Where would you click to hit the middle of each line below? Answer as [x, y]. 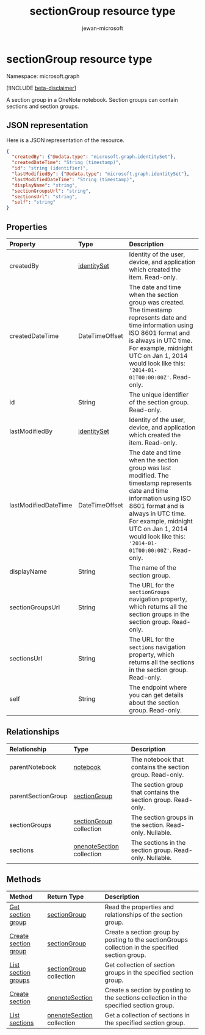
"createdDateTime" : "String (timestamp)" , [67, 163]
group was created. [157, 302]
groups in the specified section [149, 972]
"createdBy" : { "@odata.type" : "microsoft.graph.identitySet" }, [94, 157]
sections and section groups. [43, 106]
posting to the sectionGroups [146, 939]
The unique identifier [159, 395]
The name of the [153, 567]
